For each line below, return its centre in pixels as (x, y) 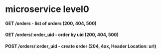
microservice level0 (47, 9)
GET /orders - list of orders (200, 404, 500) (51, 23)
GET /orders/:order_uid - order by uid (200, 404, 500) (62, 35)
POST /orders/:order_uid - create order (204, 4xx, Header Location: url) (81, 46)
